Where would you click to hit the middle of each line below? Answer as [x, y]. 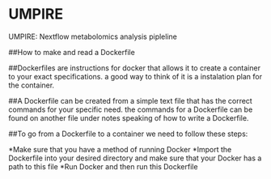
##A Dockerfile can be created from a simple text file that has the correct [130, 100]
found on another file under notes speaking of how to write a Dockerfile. [129, 117]
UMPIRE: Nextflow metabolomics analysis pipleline [93, 36]
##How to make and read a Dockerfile [72, 52]
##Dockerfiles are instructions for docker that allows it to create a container [135, 68]
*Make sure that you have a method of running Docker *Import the [120, 149]
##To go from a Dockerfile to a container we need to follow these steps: [128, 134]
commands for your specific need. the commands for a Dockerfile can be [131, 109]
